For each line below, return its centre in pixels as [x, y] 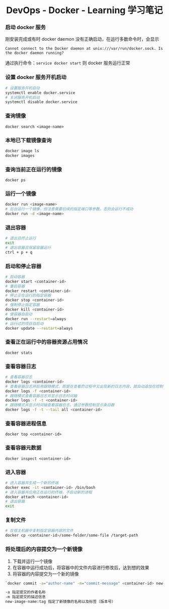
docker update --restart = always [39, 328]
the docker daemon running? [35, 53]
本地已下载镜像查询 [28, 140]
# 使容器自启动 [19, 314]
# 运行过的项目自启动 [24, 324]
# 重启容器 [15, 286]
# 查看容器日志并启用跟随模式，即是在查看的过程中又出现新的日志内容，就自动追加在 [80, 386]
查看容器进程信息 [26, 424]
